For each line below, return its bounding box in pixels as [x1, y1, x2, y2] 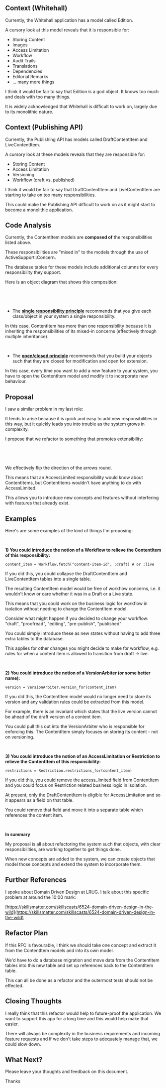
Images [12, 42, 28, 48]
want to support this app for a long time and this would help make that [5, 1015, 149, 1021]
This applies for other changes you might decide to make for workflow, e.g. [5, 645, 159, 651]
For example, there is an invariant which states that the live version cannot [5, 709, 158, 715]
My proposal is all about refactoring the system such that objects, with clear [5, 841, 161, 847]
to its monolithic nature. [5, 109, 54, 115]
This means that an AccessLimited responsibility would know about [5, 475, 143, 481]
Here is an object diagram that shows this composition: [5, 279, 118, 285]
